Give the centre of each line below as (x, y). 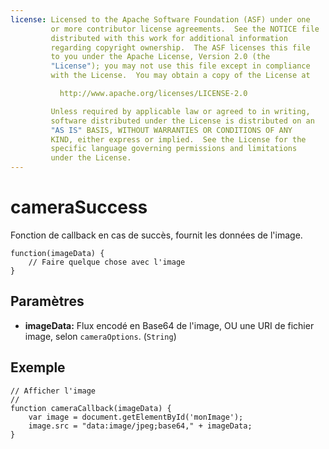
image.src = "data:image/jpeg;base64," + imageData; (140, 426)
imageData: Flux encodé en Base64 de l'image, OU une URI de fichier (169, 325)
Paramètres (47, 301)
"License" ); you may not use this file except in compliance (180, 66)
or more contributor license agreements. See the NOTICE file (185, 29)
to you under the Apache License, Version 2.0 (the (160, 57)
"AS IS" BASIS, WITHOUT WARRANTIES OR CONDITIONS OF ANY (171, 130)
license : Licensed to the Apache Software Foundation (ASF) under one (160, 19)
